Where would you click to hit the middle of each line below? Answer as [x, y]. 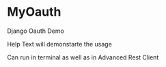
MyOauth [34, 12]
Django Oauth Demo [36, 31]
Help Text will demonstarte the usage [60, 44]
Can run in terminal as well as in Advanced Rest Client [83, 57]
